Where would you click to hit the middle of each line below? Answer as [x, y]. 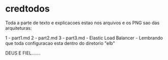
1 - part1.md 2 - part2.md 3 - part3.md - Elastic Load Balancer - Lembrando [84, 38]
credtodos [27, 9]
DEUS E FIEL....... [23, 53]
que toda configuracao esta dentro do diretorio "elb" [60, 43]
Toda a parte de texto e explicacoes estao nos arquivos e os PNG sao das [82, 23]
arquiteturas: [19, 28]
